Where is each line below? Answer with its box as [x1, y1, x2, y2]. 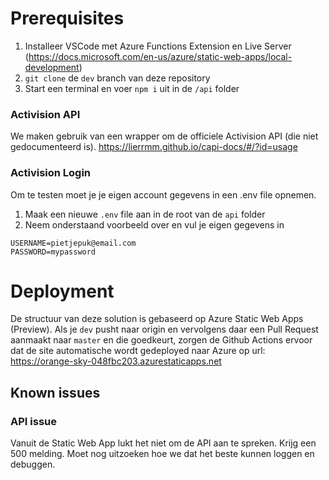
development [24, 61, 80, 73]
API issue [10, 414, 57, 428]
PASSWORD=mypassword [10, 247, 97, 257]
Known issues [10, 384, 101, 401]
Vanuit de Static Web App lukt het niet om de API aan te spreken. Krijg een [10, 437, 317, 449]
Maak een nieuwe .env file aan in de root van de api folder [24, 208, 266, 220]
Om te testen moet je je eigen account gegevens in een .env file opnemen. [10, 188, 317, 201]
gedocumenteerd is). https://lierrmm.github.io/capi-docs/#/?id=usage [10, 141, 298, 153]
